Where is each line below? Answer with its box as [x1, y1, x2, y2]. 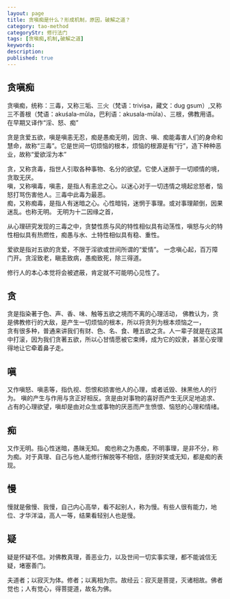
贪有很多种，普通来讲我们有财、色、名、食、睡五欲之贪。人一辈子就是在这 [7, 327, 217, 335]
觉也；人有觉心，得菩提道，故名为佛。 [7, 584, 115, 593]
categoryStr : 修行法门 [7, 29, 68, 36]
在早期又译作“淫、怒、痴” [7, 118, 79, 127]
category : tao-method [7, 23, 69, 29]
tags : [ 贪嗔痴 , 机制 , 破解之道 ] [7, 36, 84, 42]
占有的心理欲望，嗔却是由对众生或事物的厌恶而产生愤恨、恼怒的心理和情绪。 [7, 402, 223, 411]
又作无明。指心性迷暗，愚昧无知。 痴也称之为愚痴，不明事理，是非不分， [7, 444, 213, 452]
